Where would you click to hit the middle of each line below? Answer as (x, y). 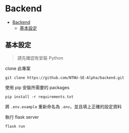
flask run (15, 126)
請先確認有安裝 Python (40, 58)
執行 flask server (22, 117)
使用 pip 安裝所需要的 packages (37, 87)
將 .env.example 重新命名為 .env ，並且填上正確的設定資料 (64, 106)
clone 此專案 (18, 68)
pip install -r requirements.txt (39, 97)
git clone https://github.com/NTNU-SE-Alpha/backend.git (65, 78)
